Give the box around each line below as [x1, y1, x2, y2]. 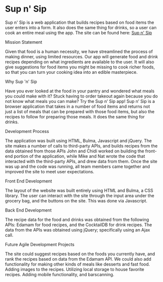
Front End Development [5, 178, 52, 184]
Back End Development [5, 207, 52, 213]
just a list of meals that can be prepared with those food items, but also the [5, 108, 155, 115]
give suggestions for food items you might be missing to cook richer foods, [5, 64, 155, 70]
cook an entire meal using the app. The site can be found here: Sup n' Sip [5, 30, 152, 35]
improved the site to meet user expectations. [5, 168, 95, 174]
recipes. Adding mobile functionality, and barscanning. [5, 271, 114, 277]
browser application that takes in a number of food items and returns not [5, 103, 150, 109]
